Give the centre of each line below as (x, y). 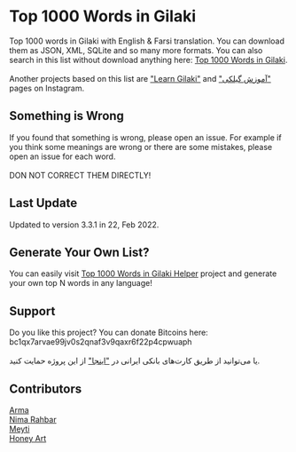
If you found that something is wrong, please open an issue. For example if (145, 137)
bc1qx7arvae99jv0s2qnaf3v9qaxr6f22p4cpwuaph (101, 342)
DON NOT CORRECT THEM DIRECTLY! (80, 175)
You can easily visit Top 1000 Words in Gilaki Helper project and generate (143, 274)
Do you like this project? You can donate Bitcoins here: (109, 333)
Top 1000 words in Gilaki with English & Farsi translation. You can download (147, 41)
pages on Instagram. (47, 88)
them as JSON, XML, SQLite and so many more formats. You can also (136, 50)
